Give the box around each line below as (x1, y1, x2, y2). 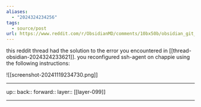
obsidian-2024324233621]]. (6, 53, 76, 61)
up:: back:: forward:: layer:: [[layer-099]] (6, 89, 106, 96)
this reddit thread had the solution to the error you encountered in (6, 47, 168, 54)
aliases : (6, 8, 28, 15)
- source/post (11, 25, 47, 32)
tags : (6, 20, 20, 26)
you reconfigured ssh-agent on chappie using (77, 53, 190, 61)
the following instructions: (6, 60, 70, 67)
